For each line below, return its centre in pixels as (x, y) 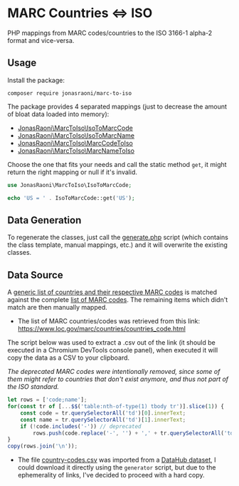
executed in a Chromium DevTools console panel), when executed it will (113, 350)
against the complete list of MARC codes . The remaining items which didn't (118, 300)
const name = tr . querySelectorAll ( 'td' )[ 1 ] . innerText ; (103, 420)
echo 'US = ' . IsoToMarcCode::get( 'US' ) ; (71, 198)
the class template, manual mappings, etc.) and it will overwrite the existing (117, 245)
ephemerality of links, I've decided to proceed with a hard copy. (111, 475)
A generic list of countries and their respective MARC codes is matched (112, 292)
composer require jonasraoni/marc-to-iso (70, 93)
